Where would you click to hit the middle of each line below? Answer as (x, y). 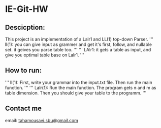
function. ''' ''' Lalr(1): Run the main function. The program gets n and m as (81, 87)
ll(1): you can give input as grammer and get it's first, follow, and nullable (79, 44)
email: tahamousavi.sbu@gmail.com (42, 120)
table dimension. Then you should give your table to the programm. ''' (76, 93)
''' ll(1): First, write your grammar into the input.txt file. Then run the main (79, 82)
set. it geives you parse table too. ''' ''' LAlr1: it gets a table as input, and (78, 50)
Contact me (23, 108)
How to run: (23, 70)
